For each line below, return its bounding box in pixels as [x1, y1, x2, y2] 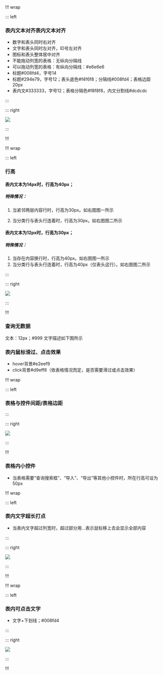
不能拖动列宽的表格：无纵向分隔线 [12, 58, 82, 64]
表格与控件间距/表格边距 [5, 399, 63, 406]
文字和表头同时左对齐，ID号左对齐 [12, 46, 82, 51]
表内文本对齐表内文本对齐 [5, 27, 66, 34]
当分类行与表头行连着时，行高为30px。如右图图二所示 [12, 217, 122, 223]
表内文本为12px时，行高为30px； [5, 230, 74, 236]
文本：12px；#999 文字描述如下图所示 [5, 335, 83, 341]
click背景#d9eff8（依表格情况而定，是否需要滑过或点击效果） [12, 367, 138, 373]
